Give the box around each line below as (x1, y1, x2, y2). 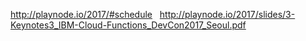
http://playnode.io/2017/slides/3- (159, 9, 296, 20)
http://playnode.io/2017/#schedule (10, 9, 153, 20)
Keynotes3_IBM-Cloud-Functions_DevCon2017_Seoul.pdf (10, 19, 247, 31)
